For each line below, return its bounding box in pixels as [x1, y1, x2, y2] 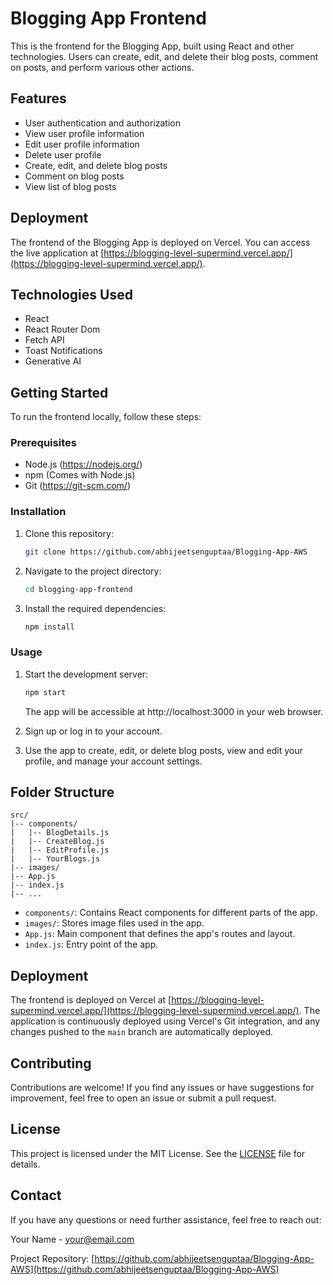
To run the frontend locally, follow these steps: [10, 411, 202, 423]
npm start [24, 687, 67, 697]
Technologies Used [10, 286, 133, 303]
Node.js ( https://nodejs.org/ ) [24, 458, 143, 471]
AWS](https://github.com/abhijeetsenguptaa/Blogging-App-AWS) [10, 1263, 280, 1275]
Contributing [10, 1055, 92, 1072]
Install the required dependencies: [24, 602, 167, 614]
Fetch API [24, 334, 65, 346]
